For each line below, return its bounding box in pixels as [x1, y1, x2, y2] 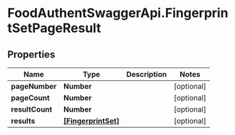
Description [126, 70, 167, 79]
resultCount [11, 104, 53, 114]
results [11, 116, 36, 126]
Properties [7, 48, 56, 60]
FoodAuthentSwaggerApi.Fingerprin [7, 5, 229, 21]
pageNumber [11, 82, 57, 91]
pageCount [11, 93, 50, 102]
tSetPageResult [7, 20, 102, 36]
